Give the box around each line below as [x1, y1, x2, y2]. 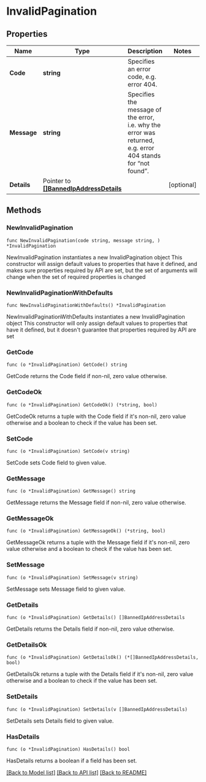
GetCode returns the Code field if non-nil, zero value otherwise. [6, 373, 167, 380]
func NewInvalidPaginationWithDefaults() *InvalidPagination [6, 302, 166, 308]
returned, [128, 136, 154, 145]
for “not [128, 159, 150, 167]
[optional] [168, 181, 197, 189]
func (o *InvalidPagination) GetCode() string [6, 362, 128, 368]
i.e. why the [128, 121, 161, 129]
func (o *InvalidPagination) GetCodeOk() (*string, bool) [6, 401, 158, 408]
